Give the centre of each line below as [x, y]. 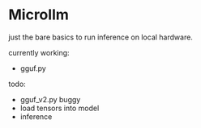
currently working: [39, 52]
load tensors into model [60, 108]
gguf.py [33, 68]
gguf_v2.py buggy [50, 99]
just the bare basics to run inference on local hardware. [100, 37]
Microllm [38, 15]
